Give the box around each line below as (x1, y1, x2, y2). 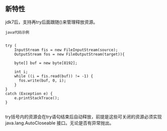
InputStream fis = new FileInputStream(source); (14, 47, 118, 52)
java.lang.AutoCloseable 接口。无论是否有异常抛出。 (5, 119, 114, 126)
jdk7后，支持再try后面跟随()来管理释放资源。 (5, 19, 98, 25)
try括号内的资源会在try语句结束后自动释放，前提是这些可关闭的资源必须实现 (5, 113, 162, 119)
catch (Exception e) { (5, 91, 53, 96)
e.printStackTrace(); (14, 95, 59, 100)
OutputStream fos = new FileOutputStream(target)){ (14, 51, 125, 56)
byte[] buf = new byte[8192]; (14, 60, 78, 65)
